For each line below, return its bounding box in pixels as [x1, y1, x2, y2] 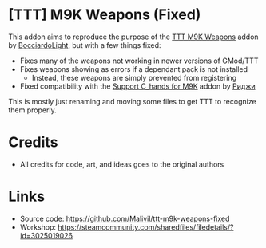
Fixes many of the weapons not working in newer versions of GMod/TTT [19, 56, 259, 65]
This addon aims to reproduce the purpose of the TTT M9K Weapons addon [8, 32, 259, 41]
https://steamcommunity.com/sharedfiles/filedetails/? [58, 222, 234, 232]
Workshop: [19, 222, 57, 232]
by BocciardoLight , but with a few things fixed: [8, 40, 161, 49]
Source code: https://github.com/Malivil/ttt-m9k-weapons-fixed [19, 214, 230, 223]
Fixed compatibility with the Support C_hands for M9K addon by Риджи [19, 81, 256, 91]
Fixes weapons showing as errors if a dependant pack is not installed [19, 64, 248, 73]
